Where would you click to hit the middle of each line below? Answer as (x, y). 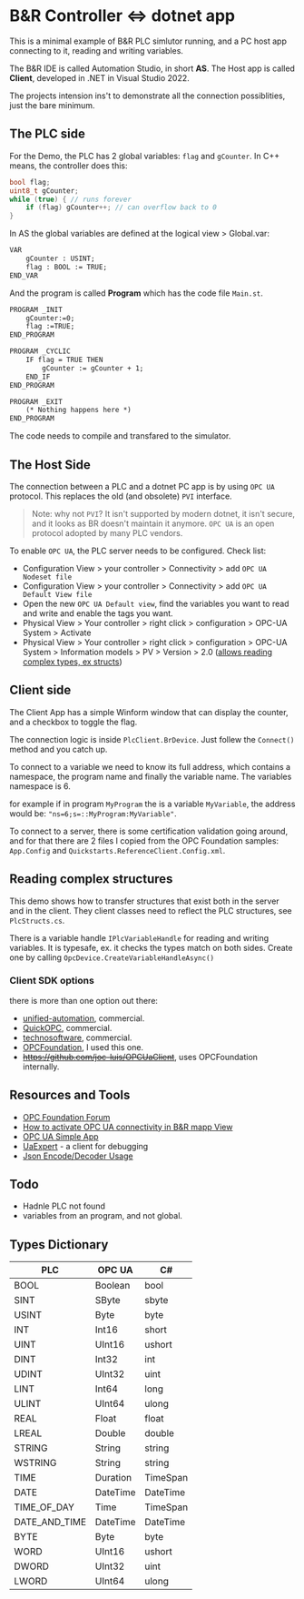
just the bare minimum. (52, 105)
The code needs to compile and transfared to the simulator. (120, 436)
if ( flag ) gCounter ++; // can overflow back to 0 (122, 207)
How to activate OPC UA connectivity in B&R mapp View (127, 1127)
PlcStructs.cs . (37, 920)
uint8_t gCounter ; (44, 191)
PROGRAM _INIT (36, 309)
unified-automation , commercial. (83, 1018)
